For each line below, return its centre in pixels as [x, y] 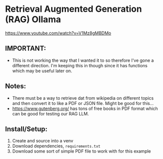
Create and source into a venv [43, 141]
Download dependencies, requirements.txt [56, 146]
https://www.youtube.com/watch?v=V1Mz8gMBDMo [58, 33]
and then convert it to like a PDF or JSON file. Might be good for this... [83, 103]
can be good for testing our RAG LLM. [51, 113]
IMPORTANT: [26, 48]
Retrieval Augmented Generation [74, 9]
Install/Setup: [26, 129]
